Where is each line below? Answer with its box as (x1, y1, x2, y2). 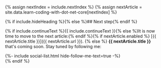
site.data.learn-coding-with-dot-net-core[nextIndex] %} (5, 9, 117, 15)
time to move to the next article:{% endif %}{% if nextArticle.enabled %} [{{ (5, 34, 157, 39)
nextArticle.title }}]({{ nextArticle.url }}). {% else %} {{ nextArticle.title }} (5, 38, 151, 44)
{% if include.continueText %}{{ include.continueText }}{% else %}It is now (5, 28, 155, 34)
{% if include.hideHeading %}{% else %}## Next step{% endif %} (5, 19, 138, 24)
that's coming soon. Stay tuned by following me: (5, 44, 102, 49)
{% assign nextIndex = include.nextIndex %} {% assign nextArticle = (5, 4, 142, 10)
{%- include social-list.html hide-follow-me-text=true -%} (5, 53, 121, 59)
